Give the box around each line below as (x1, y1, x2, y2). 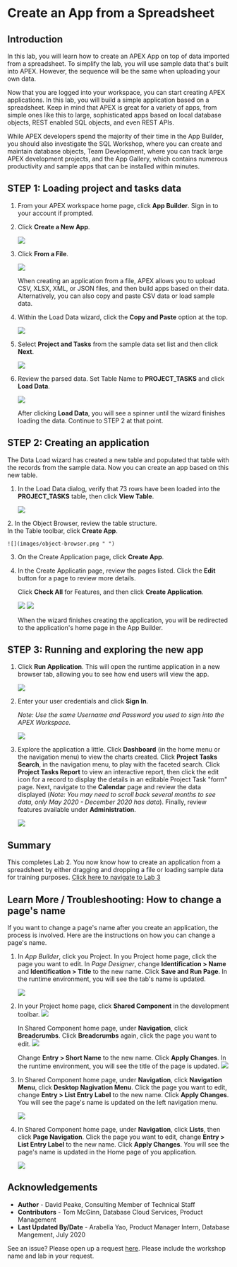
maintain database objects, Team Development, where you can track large (7, 147, 224, 155)
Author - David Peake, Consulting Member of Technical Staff (17, 1200, 195, 1208)
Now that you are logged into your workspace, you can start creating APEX (7, 88, 226, 96)
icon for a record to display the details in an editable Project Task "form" (17, 775, 228, 784)
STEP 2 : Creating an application (7, 437, 150, 449)
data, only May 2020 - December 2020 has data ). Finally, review (17, 798, 207, 806)
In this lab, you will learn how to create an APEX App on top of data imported (7, 52, 230, 60)
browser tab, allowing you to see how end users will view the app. (17, 670, 209, 679)
